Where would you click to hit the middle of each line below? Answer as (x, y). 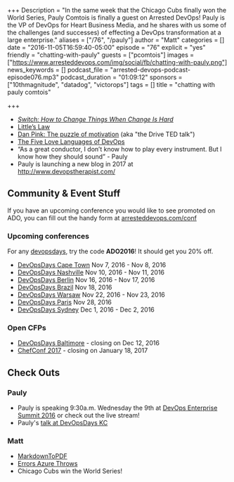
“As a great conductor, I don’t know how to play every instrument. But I (120, 149)
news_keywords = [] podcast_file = (58, 70)
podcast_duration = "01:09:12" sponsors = (122, 77)
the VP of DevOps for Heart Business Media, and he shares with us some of (117, 25)
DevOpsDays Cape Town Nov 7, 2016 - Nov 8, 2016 (92, 265)
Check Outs (34, 372)
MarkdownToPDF (43, 456)
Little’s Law (34, 127)
